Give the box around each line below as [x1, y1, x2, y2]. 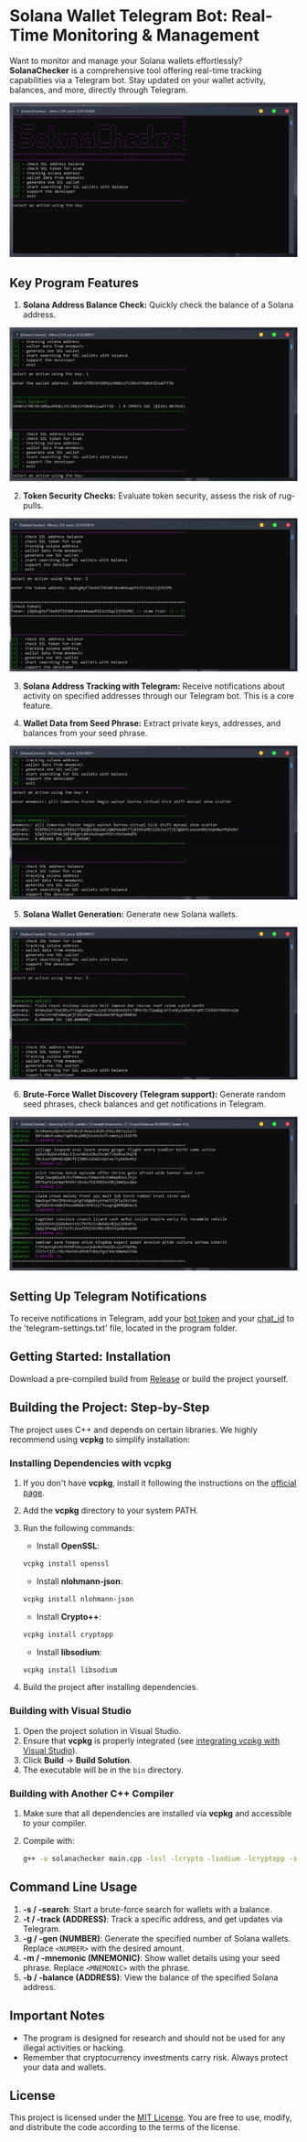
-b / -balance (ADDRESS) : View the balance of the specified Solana [22, 1972, 279, 1983]
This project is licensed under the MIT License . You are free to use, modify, [9, 2112, 292, 2123]
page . [22, 1487, 46, 1498]
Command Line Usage [9, 1880, 138, 1895]
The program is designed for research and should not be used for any [22, 2032, 286, 2043]
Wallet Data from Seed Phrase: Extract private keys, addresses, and [22, 717, 281, 728]
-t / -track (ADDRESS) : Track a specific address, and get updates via [22, 1913, 283, 1924]
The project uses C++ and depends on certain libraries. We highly [9, 1424, 258, 1435]
